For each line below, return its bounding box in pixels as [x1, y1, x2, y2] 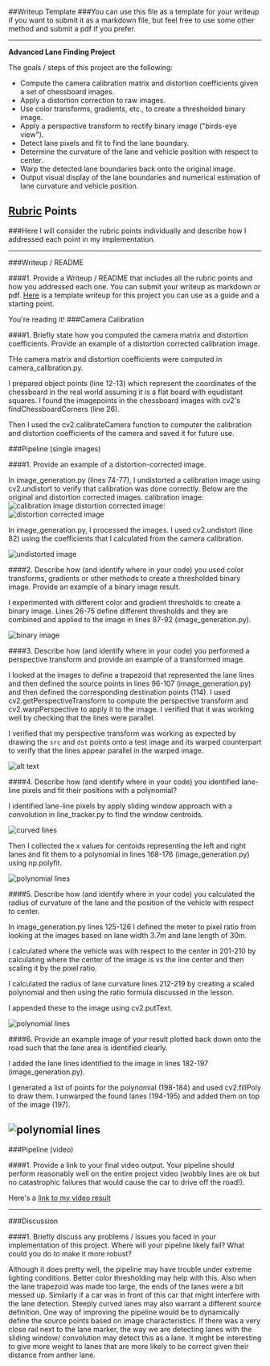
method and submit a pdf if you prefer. [8, 24, 137, 33]
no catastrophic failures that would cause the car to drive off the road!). [8, 1177, 245, 1187]
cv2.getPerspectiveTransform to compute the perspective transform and [8, 695, 248, 705]
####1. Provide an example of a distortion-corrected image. [8, 459, 207, 469]
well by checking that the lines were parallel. [8, 712, 155, 722]
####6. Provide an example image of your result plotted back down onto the [8, 1034, 261, 1044]
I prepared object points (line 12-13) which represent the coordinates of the [8, 378, 257, 388]
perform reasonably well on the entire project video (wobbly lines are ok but [8, 1169, 260, 1178]
